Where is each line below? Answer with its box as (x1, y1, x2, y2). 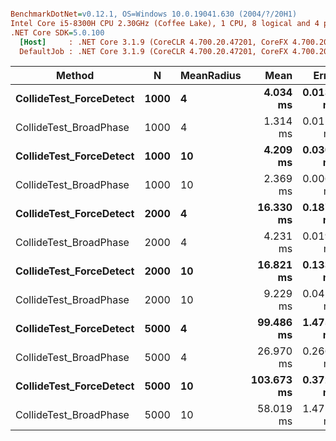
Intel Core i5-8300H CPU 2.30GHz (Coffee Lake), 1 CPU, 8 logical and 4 (10, 18, 320, 28)
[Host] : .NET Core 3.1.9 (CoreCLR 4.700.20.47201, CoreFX (19, 37, 288, 47)
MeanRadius (179, 69, 242, 83)
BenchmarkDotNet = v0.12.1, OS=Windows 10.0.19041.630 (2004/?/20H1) (10, 9, 298, 19)
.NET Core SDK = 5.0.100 (10, 27, 105, 38)
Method (56, 69, 95, 83)
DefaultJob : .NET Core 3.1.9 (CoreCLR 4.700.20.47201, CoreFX (19, 46, 288, 56)
